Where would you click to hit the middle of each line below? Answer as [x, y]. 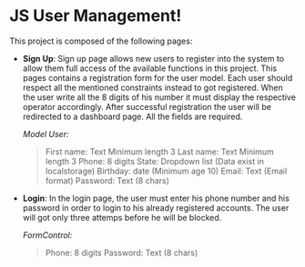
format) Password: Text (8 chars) [107, 180]
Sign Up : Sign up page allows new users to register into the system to [153, 58]
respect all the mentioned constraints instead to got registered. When [153, 87]
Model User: [46, 133]
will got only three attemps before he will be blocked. [122, 217]
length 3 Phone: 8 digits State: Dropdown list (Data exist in [154, 161]
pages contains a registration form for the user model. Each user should [158, 77]
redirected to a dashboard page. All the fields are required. [132, 116]
